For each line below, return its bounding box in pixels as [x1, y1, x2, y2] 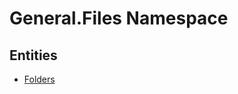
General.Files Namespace [9, 7, 229, 30]
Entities [9, 47, 58, 64]
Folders [23, 73, 56, 85]
